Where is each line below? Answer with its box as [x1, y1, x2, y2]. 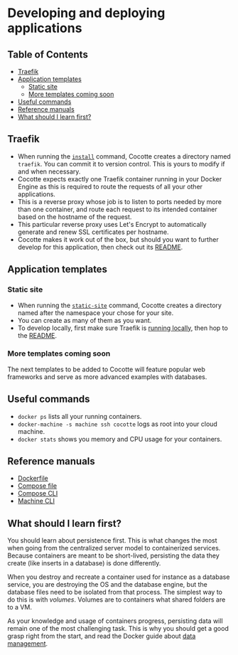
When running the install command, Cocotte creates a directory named [17, 151, 231, 161]
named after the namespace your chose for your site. [17, 308, 174, 317]
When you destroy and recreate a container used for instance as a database [7, 573, 230, 581]
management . [7, 639, 48, 648]
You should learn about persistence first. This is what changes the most [7, 536, 218, 545]
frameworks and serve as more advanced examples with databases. [7, 372, 207, 381]
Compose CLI [17, 489, 58, 498]
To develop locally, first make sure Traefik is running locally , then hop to [17, 324, 229, 332]
